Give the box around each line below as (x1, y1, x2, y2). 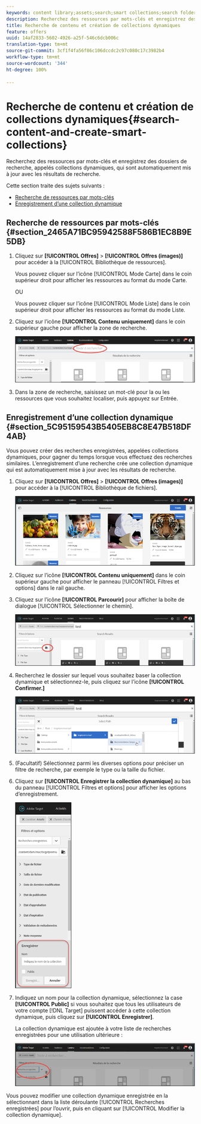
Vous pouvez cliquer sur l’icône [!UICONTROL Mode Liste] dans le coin (14, 300, 190, 307)
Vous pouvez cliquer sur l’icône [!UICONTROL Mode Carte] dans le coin (14, 270, 193, 277)
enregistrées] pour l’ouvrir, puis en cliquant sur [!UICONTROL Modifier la (6, 1105, 185, 1112)
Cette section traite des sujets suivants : (6, 182, 105, 189)
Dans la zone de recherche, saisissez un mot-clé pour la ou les (14, 388, 170, 396)
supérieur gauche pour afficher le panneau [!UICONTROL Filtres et (14, 578, 179, 585)
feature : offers (6, 29, 47, 35)
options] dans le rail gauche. (14, 584, 86, 591)
